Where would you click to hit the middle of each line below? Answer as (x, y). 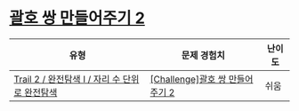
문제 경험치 (203, 55)
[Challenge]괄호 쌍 (188, 79)
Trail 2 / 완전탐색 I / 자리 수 (67, 79)
